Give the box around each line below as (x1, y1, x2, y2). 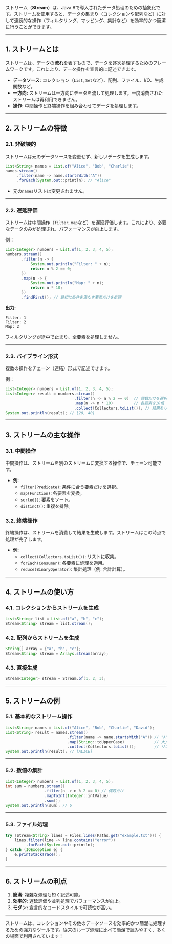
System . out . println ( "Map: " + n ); (30, 281, 104, 286)
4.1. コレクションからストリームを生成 (5, 604, 99, 612)
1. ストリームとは (5, 45, 59, 54)
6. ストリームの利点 (5, 877, 67, 885)
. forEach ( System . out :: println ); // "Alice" (16, 178, 111, 183)
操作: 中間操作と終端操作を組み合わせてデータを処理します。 (12, 102, 141, 109)
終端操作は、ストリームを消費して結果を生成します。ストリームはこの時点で (5, 530, 166, 536)
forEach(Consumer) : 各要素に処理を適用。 (20, 560, 107, 566)
